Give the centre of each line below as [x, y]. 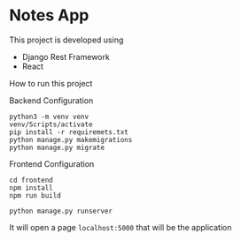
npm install [31, 188]
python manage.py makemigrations [71, 139]
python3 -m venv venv [49, 117]
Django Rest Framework [66, 56]
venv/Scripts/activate [51, 124]
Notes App [49, 15]
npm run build [35, 195]
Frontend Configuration [52, 163]
